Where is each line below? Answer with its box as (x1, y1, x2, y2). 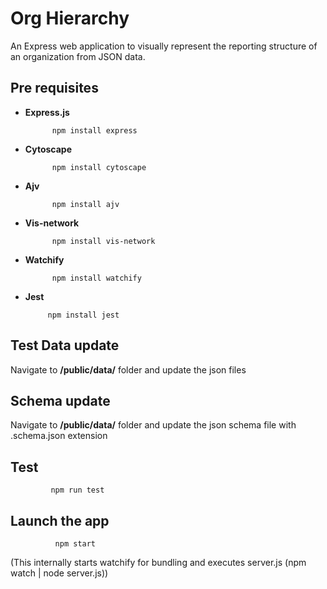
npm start (54, 539, 97, 549)
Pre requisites (10, 80, 99, 97)
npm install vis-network (51, 236, 156, 246)
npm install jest (47, 310, 120, 320)
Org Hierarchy (10, 7, 130, 30)
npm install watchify (51, 273, 142, 283)
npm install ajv (51, 199, 120, 209)
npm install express (51, 125, 138, 136)
